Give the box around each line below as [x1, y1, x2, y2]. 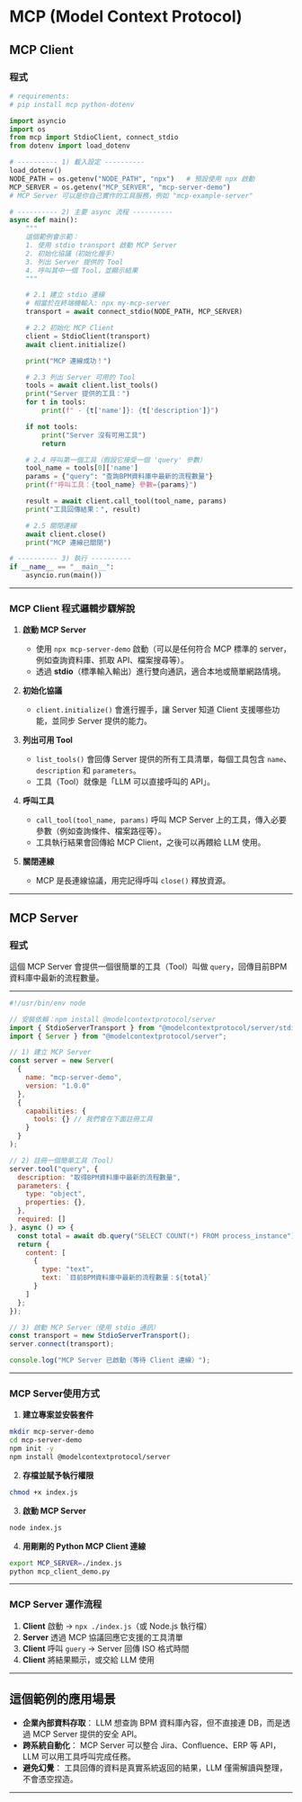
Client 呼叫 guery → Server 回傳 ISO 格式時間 [22, 1643, 190, 1654]
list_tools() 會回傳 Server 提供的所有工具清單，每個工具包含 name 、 [35, 754, 292, 765]
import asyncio [9, 116, 67, 125]
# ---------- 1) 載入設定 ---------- [9, 157, 146, 167]
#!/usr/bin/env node [9, 999, 87, 1008]
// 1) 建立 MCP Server [9, 1048, 92, 1057]
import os [9, 124, 47, 134]
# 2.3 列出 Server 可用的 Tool [25, 372, 137, 381]
